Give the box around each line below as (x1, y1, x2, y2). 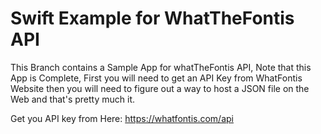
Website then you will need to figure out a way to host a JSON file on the (10, 82, 310, 94)
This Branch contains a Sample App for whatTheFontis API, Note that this (10, 61, 312, 73)
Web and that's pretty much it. (10, 93, 135, 105)
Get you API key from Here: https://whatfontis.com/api (10, 112, 234, 124)
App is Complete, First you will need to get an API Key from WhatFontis (10, 72, 303, 84)
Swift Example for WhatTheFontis (10, 7, 295, 30)
